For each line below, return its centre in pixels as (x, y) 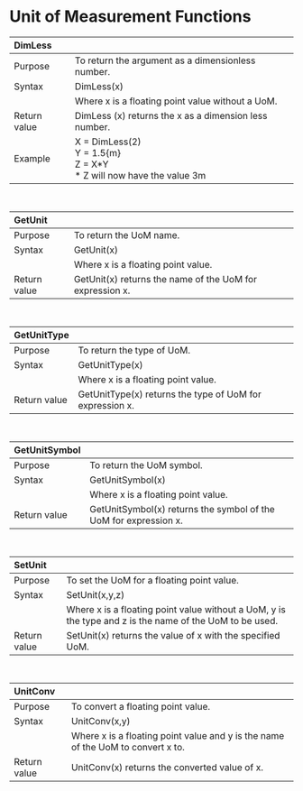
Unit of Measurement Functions (130, 17)
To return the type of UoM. (134, 350)
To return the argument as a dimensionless (165, 60)
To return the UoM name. (127, 235)
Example (32, 158)
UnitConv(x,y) (101, 721)
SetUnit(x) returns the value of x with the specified (173, 635)
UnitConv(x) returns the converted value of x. (167, 767)
